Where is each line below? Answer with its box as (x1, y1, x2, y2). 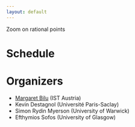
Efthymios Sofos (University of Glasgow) (14, 113, 116, 121)
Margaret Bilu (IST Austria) (14, 94, 81, 102)
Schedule (6, 47, 55, 60)
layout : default (6, 8, 47, 15)
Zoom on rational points (6, 25, 65, 33)
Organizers (6, 74, 63, 88)
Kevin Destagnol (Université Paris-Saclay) (14, 100, 119, 108)
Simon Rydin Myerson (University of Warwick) (14, 107, 130, 114)
